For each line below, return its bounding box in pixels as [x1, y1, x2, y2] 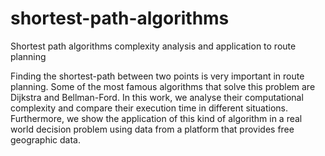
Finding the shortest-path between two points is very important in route [10, 70, 305, 82]
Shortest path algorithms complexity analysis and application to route [10, 40, 297, 52]
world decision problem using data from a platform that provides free [10, 123, 295, 135]
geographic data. [10, 133, 82, 146]
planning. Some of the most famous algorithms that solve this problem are [10, 80, 316, 92]
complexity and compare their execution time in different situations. [10, 102, 288, 114]
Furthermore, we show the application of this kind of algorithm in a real [10, 112, 303, 124]
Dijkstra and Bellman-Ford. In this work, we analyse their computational [10, 91, 304, 103]
